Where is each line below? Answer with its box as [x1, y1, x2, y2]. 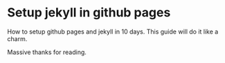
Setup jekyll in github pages [7, 5, 171, 21]
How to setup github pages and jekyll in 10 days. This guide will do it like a [7, 27, 219, 36]
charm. [7, 34, 28, 42]
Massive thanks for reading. [7, 48, 87, 56]
